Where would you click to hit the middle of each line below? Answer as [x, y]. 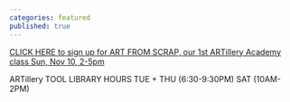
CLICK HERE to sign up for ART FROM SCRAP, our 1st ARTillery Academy [145, 51]
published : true [40, 26]
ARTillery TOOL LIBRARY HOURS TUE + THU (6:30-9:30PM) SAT [131, 79]
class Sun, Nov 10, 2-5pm [57, 61]
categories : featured [50, 18]
